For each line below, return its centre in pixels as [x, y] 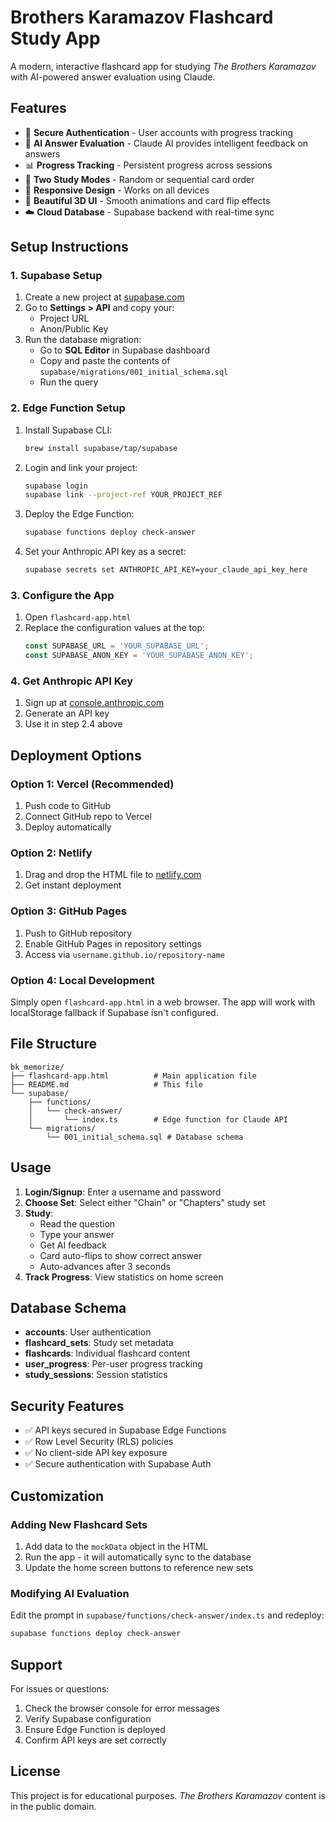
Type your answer [77, 1234]
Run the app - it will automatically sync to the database [138, 1557]
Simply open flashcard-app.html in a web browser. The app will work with [163, 1002]
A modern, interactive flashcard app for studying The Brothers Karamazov [163, 66]
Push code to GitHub [68, 806]
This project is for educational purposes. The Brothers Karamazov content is [168, 1795]
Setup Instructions [69, 247]
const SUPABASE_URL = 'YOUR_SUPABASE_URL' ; [117, 646]
